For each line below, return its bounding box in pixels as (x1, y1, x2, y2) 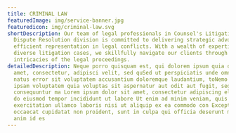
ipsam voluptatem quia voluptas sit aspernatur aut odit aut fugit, (13, 82, 218, 89)
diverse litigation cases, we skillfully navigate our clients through (13, 50, 228, 57)
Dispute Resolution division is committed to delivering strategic (13, 37, 216, 44)
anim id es (13, 115, 46, 122)
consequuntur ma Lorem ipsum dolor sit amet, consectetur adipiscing (13, 89, 221, 96)
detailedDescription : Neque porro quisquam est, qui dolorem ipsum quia (7, 63, 225, 70)
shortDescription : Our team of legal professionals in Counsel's (7, 30, 202, 37)
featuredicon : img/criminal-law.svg (7, 23, 114, 30)
